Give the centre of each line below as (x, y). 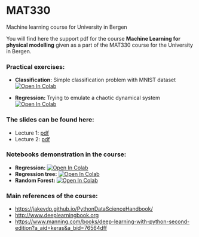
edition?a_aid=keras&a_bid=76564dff (61, 228)
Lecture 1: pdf (32, 133)
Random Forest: (35, 180)
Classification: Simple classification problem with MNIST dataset (95, 80)
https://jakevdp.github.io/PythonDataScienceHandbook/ (84, 209)
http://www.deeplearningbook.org (57, 215)
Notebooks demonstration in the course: (66, 154)
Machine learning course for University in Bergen (67, 27)
